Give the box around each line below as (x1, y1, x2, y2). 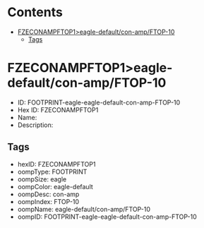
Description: (17, 121, 54, 129)
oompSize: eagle (17, 174, 67, 184)
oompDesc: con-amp (17, 190, 80, 198)
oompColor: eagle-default (17, 182, 93, 191)
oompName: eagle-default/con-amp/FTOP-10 (17, 205, 150, 213)
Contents (7, 4, 64, 20)
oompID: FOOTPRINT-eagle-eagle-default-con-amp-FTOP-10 (17, 212, 198, 221)
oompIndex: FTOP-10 (17, 197, 80, 205)
